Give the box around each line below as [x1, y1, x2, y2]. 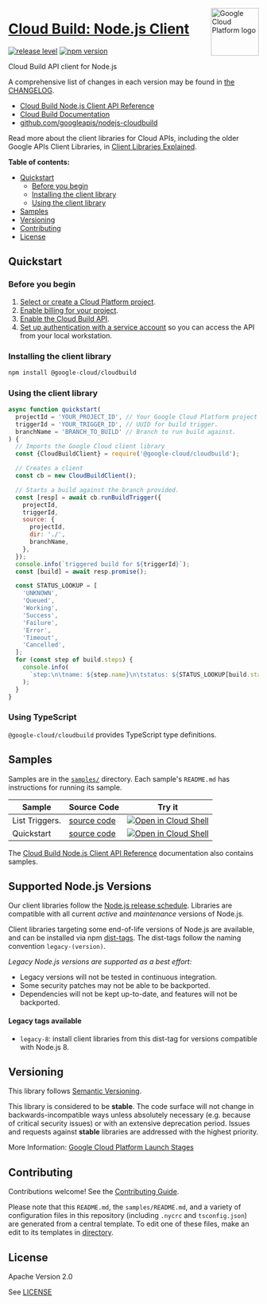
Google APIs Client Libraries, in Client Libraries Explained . [8, 142, 197, 151]
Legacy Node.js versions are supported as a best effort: [8, 957, 192, 966]
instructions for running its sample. [8, 783, 122, 792]
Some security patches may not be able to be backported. [19, 981, 211, 990]
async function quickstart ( [8, 406, 102, 414]
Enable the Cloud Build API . [19, 314, 110, 323]
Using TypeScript [8, 712, 77, 723]
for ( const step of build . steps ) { [15, 656, 133, 664]
